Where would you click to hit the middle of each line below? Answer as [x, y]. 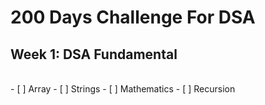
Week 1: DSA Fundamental [94, 54]
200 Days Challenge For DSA [133, 17]
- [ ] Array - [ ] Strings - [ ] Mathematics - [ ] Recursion [123, 89]
